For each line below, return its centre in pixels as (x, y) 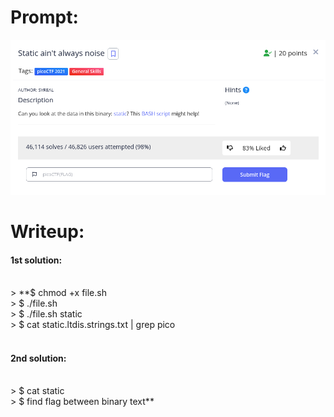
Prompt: (44, 17)
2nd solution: (38, 358)
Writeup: (47, 231)
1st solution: (36, 260)
